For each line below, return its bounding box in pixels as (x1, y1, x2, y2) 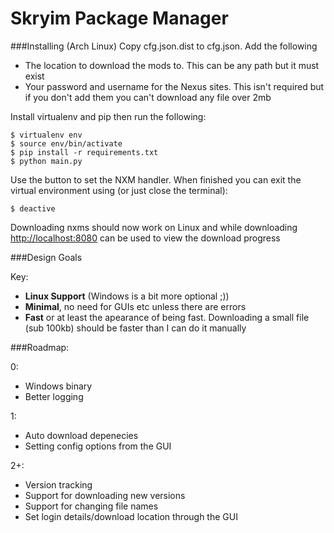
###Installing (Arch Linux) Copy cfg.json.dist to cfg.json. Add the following (10, 40, 318, 52)
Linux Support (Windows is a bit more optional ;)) (24, 290, 230, 302)
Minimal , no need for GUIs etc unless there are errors (24, 300, 247, 312)
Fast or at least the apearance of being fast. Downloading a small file (24, 311, 310, 323)
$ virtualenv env (10, 130, 83, 140)
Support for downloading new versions (24, 489, 186, 501)
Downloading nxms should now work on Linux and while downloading (10, 221, 298, 233)
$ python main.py (10, 156, 83, 166)
